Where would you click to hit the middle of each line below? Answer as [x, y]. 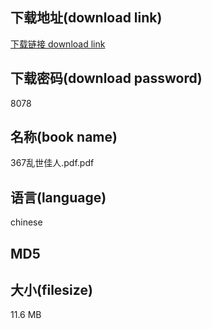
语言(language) [58, 197]
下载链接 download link [58, 44]
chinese [26, 222]
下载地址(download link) [86, 18]
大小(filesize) [51, 290]
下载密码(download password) [106, 78]
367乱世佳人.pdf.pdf [52, 163]
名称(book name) [64, 137]
